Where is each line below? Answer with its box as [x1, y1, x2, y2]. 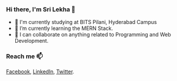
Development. [14, 38, 49, 45]
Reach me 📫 [6, 52, 43, 60]
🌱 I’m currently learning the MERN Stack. [14, 25, 113, 32]
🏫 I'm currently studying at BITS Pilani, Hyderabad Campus [14, 19, 157, 26]
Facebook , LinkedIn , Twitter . [6, 67, 74, 75]
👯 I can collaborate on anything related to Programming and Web [14, 31, 171, 38]
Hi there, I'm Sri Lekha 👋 [6, 5, 76, 14]
